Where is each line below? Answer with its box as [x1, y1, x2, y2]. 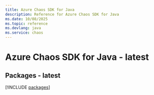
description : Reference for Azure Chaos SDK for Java [5, 12, 120, 17]
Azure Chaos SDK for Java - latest [5, 51, 150, 63]
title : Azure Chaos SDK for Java [5, 7, 75, 12]
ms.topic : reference [5, 21, 48, 26]
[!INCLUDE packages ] [5, 85, 50, 90]
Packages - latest [5, 71, 61, 80]
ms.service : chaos [5, 30, 43, 35]
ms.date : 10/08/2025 [5, 16, 48, 21]
